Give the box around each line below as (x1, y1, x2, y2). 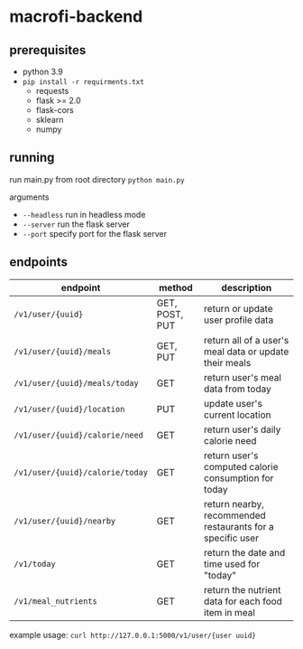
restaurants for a (204, 520, 274, 532)
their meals (204, 356, 252, 369)
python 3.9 (22, 66, 63, 77)
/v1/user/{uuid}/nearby (14, 515, 116, 526)
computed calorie (204, 460, 279, 473)
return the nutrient (204, 583, 281, 596)
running (9, 150, 55, 165)
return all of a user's (204, 334, 289, 346)
